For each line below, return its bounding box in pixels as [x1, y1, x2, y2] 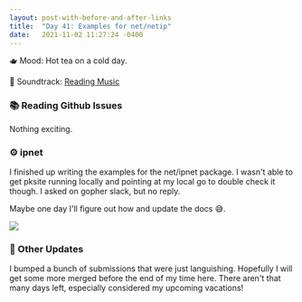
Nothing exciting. [9, 123, 73, 134]
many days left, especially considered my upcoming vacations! [9, 282, 244, 294]
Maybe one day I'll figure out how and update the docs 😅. [9, 203, 226, 213]
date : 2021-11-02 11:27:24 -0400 [9, 30, 144, 39]
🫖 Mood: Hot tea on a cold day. [9, 55, 127, 66]
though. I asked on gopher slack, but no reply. [9, 185, 181, 196]
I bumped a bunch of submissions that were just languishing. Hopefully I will [9, 263, 293, 274]
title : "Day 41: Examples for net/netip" [9, 22, 172, 31]
